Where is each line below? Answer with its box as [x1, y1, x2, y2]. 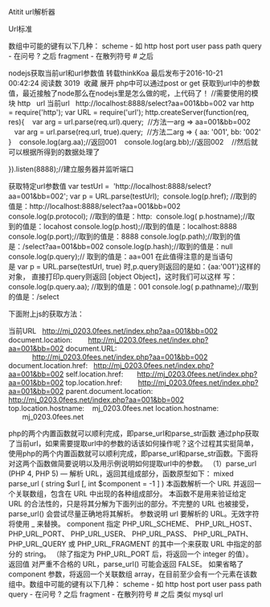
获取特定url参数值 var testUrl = [8, 182, 110, 191]
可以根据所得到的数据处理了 [8, 147, 100, 157]
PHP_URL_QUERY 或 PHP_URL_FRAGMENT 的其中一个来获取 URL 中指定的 [8, 539, 255, 548]
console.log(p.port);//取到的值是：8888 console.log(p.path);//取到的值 [8, 232, 241, 241]
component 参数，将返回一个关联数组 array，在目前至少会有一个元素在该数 [8, 569, 257, 579]
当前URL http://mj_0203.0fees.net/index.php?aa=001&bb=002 [8, 326, 219, 335]
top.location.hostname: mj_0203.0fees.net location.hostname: [8, 404, 219, 412]
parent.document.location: [65, 387, 153, 396]
